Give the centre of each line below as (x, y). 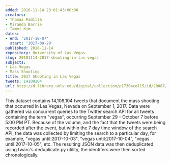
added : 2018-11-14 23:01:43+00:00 (42, 10)
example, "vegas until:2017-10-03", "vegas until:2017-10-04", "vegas (77, 138)
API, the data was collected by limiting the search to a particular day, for (81, 133)
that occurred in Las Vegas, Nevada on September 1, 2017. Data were (78, 106)
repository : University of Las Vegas (45, 53)
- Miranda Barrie (24, 24)
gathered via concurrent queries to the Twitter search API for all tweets (80, 111)
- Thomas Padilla (24, 19)
